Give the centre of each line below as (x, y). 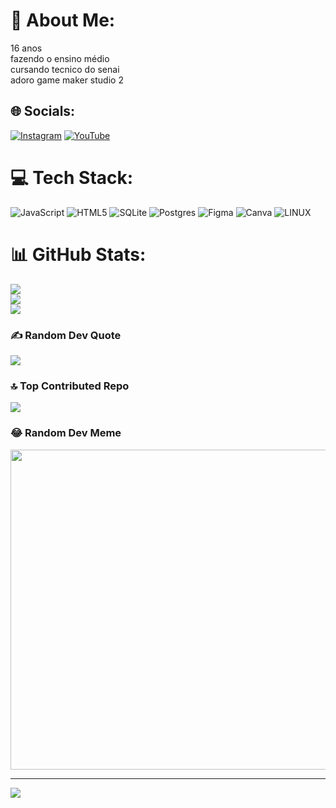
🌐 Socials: (43, 111)
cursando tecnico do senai (65, 69)
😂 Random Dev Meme (66, 433)
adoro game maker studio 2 (67, 80)
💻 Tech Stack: (72, 177)
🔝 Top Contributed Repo (70, 386)
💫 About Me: (63, 20)
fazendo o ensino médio (60, 58)
